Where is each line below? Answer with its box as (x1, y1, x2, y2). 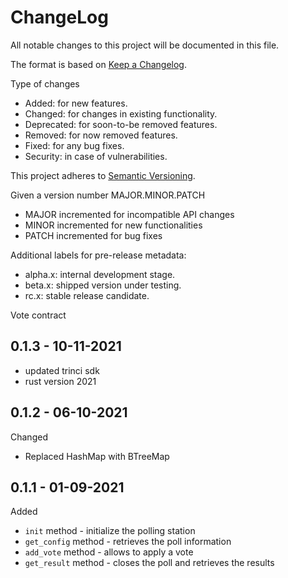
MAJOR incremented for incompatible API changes (24, 208, 235, 220)
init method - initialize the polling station (24, 525, 196, 537)
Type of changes (10, 77, 80, 90)
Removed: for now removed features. (24, 129, 178, 141)
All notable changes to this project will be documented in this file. (10, 39, 280, 51)
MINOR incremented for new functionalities (24, 219, 203, 231)
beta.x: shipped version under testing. (24, 279, 182, 291)
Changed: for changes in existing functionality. (24, 107, 218, 120)
